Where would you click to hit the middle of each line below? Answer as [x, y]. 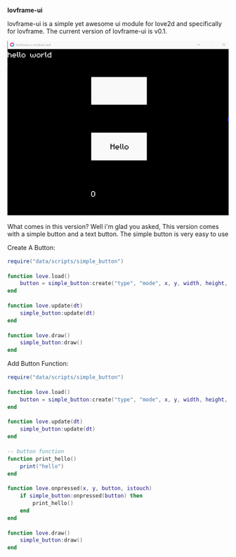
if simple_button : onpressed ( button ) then [81, 496]
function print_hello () [42, 459]
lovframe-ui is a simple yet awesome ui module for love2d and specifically [115, 24]
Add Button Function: [38, 364]
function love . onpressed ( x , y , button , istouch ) [80, 489]
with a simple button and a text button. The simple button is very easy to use [118, 234]
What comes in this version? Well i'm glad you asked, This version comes [113, 226]
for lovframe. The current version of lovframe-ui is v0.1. [87, 31]
